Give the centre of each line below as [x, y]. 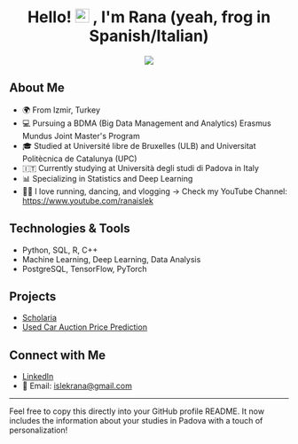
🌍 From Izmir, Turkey [61, 110]
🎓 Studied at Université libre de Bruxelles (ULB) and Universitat [139, 145]
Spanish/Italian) [149, 36]
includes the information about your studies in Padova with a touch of [136, 421]
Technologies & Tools [70, 229]
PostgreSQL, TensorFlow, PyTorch [85, 269]
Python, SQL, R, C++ [60, 250]
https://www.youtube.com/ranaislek [87, 200]
